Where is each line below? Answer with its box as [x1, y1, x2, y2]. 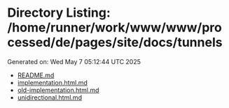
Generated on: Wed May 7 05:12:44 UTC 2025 [7, 57, 141, 65]
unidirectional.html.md [17, 93, 83, 102]
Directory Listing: [7, 5, 111, 21]
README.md [17, 71, 55, 79]
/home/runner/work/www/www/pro [7, 20, 222, 36]
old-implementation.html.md [17, 86, 99, 94]
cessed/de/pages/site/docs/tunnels [7, 35, 223, 50]
